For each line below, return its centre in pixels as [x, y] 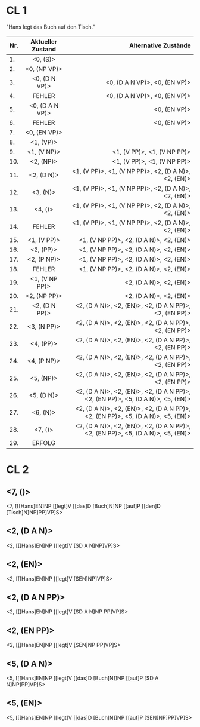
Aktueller [44, 41]
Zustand [44, 49]
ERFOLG [43, 443]
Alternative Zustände [160, 45]
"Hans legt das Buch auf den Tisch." [51, 27]
